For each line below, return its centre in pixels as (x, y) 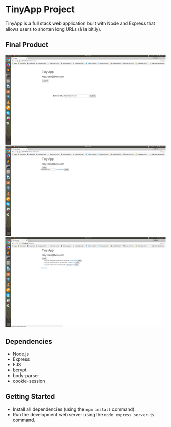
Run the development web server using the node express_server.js (83, 414)
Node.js (21, 354)
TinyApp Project (40, 9)
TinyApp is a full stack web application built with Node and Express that (80, 23)
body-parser (26, 376)
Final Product (27, 45)
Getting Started (30, 397)
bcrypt (20, 370)
